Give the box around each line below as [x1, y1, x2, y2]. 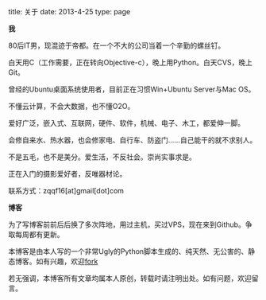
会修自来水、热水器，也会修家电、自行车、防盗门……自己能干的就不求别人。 [8, 135, 257, 145]
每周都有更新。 [14, 230, 64, 239]
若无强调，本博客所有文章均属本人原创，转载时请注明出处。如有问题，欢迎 [8, 274, 252, 282]
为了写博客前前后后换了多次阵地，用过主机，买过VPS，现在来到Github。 [8, 220, 246, 229]
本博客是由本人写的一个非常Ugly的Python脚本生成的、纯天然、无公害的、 [8, 247, 249, 256]
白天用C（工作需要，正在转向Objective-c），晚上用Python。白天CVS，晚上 [8, 58, 253, 67]
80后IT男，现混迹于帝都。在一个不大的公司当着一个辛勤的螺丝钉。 [8, 41, 226, 50]
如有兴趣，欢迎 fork [35, 257, 98, 266]
